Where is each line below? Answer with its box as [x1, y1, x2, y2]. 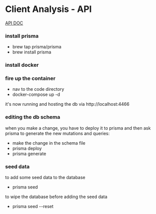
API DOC [5, 20, 23, 26]
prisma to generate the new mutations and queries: [5, 130, 110, 136]
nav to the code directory [12, 86, 65, 92]
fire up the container [5, 75, 56, 82]
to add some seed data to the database [5, 175, 85, 181]
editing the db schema [5, 114, 61, 121]
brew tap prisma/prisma [12, 44, 62, 50]
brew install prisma [12, 49, 51, 55]
